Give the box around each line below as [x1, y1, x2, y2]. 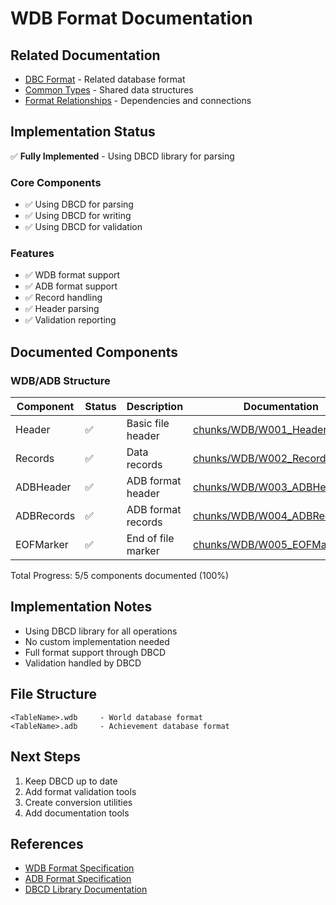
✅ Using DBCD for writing [24, 210, 132, 222]
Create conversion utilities [24, 796, 133, 808]
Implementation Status [10, 123, 156, 141]
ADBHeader [15, 480, 72, 494]
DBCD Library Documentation [24, 883, 148, 896]
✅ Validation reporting [24, 314, 117, 326]
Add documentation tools [24, 807, 130, 819]
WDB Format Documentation [10, 7, 253, 30]
